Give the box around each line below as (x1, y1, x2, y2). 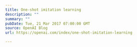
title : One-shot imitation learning (5, 7, 81, 12)
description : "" (5, 12, 39, 17)
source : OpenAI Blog (5, 26, 48, 31)
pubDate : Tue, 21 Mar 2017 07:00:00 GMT (5, 21, 91, 26)
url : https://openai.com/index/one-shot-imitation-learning (5, 30, 133, 35)
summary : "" (5, 16, 30, 21)
